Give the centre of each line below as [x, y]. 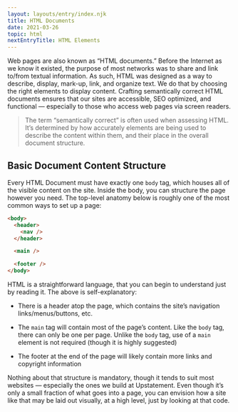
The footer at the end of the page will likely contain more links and [115, 356]
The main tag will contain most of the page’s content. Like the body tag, [121, 327]
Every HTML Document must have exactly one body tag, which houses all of [119, 182]
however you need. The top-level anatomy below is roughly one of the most [119, 198]
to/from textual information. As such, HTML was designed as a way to [110, 76]
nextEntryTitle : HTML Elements [54, 41]
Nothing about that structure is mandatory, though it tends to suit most [111, 378]
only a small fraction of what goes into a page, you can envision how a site [117, 393]
